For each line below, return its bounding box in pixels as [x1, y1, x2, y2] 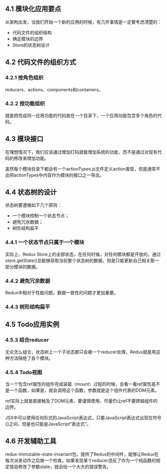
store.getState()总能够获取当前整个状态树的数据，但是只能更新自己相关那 [5, 257, 155, 263]
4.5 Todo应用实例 [5, 320, 60, 329]
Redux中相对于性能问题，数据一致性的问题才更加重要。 [5, 290, 118, 296]
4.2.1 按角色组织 [5, 74, 44, 81]
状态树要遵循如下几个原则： [5, 202, 62, 208]
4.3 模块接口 [5, 135, 44, 143]
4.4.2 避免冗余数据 [5, 277, 51, 284]
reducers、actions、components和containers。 [5, 86, 103, 92]
